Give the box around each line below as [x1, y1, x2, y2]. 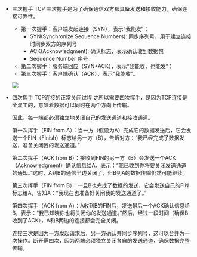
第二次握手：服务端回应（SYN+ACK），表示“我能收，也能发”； [20, 63, 174, 70]
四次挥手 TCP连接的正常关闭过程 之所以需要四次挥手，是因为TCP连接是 [11, 94, 188, 101]
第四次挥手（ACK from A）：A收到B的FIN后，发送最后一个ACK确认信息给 [11, 202, 190, 209]
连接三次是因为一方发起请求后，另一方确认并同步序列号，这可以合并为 [11, 230, 185, 237]
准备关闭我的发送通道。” [22, 142, 80, 148]
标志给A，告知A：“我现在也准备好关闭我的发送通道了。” [11, 190, 147, 196]
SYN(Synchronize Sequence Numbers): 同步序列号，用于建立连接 [29, 33, 192, 40]
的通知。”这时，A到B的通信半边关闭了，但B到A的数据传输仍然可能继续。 [11, 169, 188, 176]
